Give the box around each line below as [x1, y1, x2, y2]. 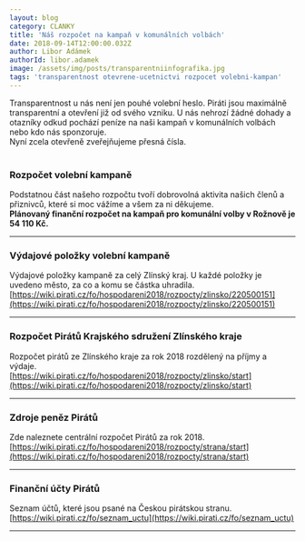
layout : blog [9, 13, 59, 23]
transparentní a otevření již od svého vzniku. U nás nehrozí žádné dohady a [9, 106, 291, 118]
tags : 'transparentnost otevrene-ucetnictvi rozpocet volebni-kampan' [9, 73, 282, 82]
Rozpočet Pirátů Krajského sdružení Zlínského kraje [9, 330, 242, 343]
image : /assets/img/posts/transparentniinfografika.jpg [9, 65, 225, 74]
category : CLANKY [9, 22, 75, 31]
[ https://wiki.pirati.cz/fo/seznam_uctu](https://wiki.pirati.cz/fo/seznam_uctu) [9, 513, 295, 524]
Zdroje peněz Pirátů [9, 411, 98, 424]
